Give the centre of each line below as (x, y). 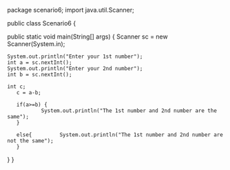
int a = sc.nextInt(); (40, 63)
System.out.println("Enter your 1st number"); (75, 56)
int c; (17, 87)
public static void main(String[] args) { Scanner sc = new (87, 36)
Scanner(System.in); (36, 44)
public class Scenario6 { (42, 23)
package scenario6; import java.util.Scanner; (71, 10)
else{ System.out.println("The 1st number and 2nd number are (120, 135)
